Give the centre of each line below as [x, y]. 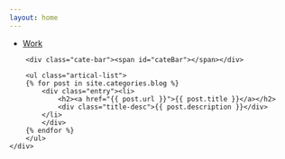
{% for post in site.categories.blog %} [102, 83]
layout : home [34, 18]
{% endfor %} [50, 130]
